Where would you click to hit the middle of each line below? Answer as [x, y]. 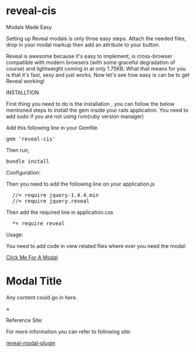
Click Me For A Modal [32, 257]
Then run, [18, 150]
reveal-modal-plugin [31, 343]
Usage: [15, 234]
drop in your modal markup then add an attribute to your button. [83, 45]
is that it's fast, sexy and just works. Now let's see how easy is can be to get [98, 75]
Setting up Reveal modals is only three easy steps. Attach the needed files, [96, 38]
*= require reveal [39, 223]
